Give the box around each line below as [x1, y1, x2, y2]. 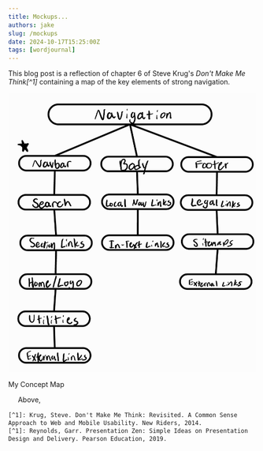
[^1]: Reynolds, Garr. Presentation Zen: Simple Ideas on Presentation [8, 427, 248, 434]
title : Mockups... [8, 13, 69, 21]
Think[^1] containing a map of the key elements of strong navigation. [8, 77, 231, 87]
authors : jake [8, 21, 55, 29]
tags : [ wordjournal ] [8, 46, 76, 54]
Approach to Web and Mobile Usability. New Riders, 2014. [8, 419, 202, 427]
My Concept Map [8, 379, 65, 389]
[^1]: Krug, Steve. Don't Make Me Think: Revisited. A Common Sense [8, 411, 238, 419]
